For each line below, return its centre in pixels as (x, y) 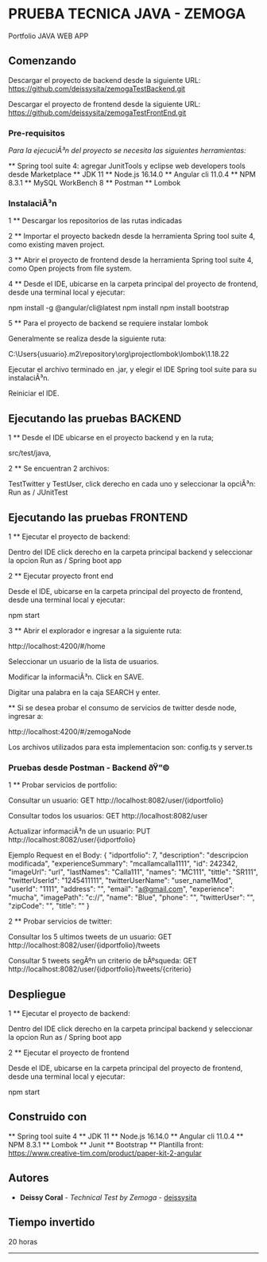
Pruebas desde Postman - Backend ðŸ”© (89, 768)
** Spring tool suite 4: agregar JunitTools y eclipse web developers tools (127, 166)
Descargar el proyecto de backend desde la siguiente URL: (104, 80)
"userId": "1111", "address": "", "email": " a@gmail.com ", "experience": (121, 889)
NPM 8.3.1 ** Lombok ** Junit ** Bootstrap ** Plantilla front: (106, 1144)
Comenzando (43, 61)
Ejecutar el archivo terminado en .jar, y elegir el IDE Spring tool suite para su (132, 369)
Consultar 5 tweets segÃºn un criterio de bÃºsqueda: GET (103, 961)
